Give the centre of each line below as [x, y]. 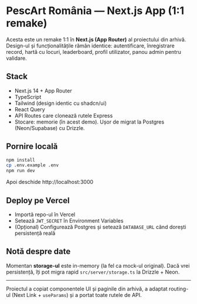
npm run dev [21, 171]
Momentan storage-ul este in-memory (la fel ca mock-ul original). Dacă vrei [98, 265]
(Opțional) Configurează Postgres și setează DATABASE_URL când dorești [100, 227]
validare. [17, 58]
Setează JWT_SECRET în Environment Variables [69, 221]
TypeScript [28, 97]
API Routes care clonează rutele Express [64, 115]
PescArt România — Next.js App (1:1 [95, 11]
